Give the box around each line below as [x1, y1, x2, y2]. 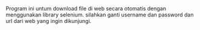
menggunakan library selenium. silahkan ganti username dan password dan [5, 11, 194, 18]
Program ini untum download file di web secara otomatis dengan [5, 5, 167, 12]
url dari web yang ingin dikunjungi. [5, 18, 92, 24]
